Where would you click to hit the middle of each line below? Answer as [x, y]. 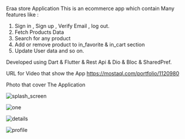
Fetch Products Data [39, 32]
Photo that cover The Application [46, 85]
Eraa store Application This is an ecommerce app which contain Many [90, 8]
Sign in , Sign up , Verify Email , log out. [62, 26]
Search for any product [42, 38]
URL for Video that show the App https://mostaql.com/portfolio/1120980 [93, 73]
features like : [23, 15]
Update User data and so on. [49, 51]
